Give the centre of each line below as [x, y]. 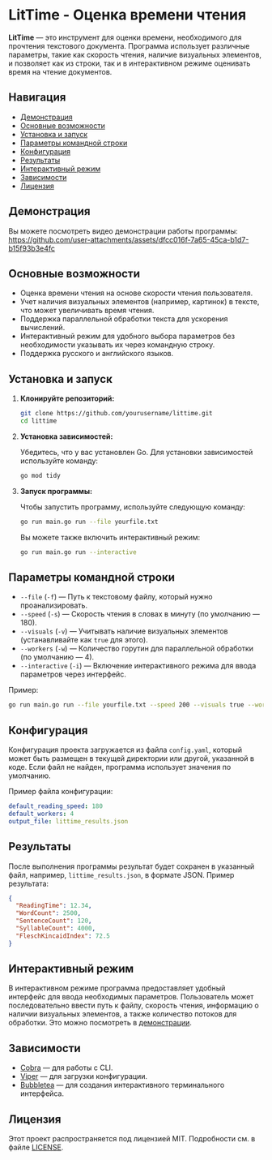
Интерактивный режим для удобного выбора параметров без [127, 336]
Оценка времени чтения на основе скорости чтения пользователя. [136, 293]
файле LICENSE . [36, 1147]
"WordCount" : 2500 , [49, 913]
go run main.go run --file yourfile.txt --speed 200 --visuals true [126, 705]
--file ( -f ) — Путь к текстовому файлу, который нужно [116, 597]
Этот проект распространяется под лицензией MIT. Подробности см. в [132, 1139]
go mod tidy [40, 475]
